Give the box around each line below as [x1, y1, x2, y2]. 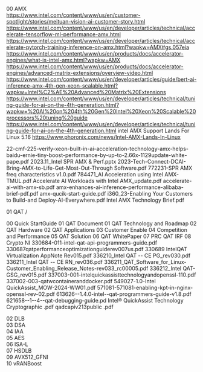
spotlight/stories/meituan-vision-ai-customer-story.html [6, 18, 146, 25]
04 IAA [6, 328, 24, 335]
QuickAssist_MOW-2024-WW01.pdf [6, 284, 96, 291]
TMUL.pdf [6, 178, 32, 184]
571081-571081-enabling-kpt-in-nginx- [97, 284, 193, 291]
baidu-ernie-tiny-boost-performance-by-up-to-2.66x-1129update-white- [6, 152, 187, 159]
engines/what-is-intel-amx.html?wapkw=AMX [6, 57, 121, 63]
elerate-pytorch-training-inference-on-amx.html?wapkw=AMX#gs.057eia [6, 43, 189, 51]
